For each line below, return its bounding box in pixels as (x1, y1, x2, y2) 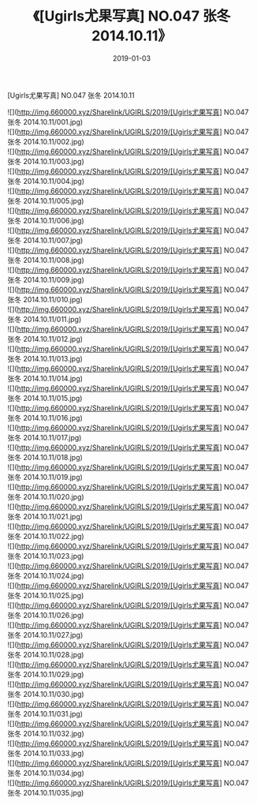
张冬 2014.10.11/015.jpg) (7, 393, 83, 402)
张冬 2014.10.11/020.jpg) (7, 492, 84, 501)
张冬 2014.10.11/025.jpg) (7, 590, 84, 600)
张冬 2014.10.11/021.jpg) (7, 511, 84, 521)
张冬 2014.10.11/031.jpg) (7, 709, 84, 718)
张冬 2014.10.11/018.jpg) (7, 452, 84, 462)
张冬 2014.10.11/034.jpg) (7, 768, 84, 777)
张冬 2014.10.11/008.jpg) (7, 255, 84, 264)
